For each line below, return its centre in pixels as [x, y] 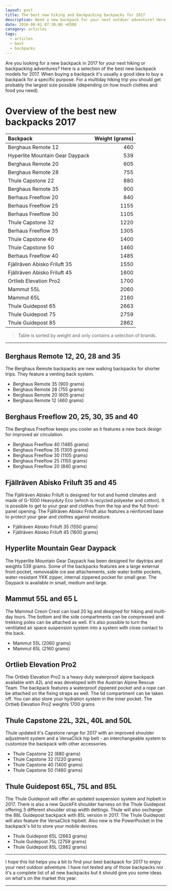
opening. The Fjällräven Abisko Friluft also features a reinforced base [91, 511]
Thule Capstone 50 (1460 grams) [48, 770]
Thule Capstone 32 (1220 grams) [48, 759]
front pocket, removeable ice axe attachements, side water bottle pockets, [84, 572]
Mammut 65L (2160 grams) [41, 648]
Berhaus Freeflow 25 [33, 205]
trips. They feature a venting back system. [50, 374]
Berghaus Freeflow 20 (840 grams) [50, 467]
